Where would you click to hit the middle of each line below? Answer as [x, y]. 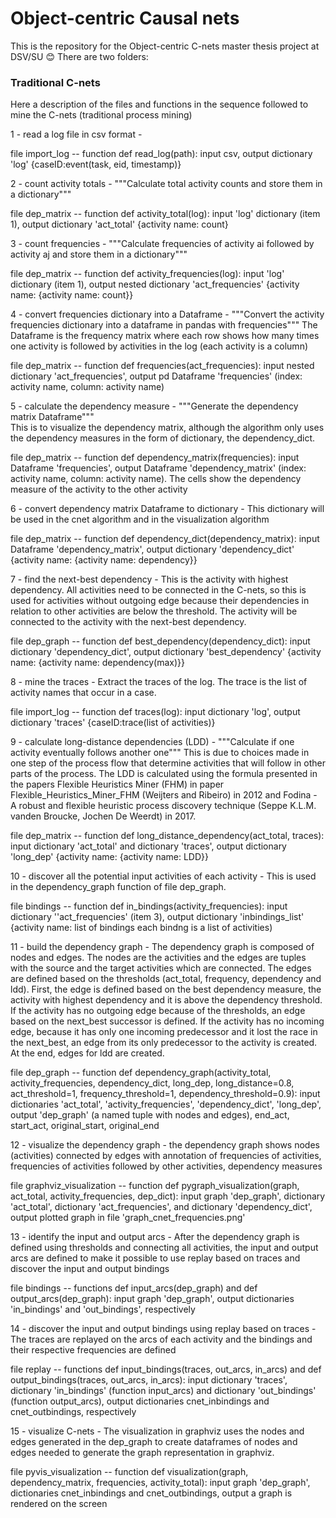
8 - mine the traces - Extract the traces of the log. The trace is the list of [159, 682]
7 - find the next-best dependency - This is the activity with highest [149, 579]
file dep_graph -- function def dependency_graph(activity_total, [141, 1073]
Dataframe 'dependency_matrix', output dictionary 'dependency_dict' [152, 549]
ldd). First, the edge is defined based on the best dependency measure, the [166, 989]
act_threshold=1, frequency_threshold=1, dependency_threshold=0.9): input [165, 1094]
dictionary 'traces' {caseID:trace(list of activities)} [113, 723]
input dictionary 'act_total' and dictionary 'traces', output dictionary [148, 846]
